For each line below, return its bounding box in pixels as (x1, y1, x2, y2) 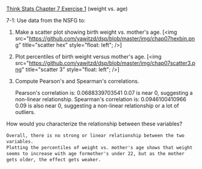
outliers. (14, 109, 36, 115)
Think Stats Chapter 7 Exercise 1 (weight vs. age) (6, 5, 128, 12)
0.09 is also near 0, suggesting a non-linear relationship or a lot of (14, 102, 179, 109)
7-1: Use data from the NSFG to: (6, 17, 86, 24)
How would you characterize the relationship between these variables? (6, 120, 183, 127)
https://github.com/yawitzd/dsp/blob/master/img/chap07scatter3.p (29, 60, 196, 66)
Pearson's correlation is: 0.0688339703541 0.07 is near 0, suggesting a (14, 89, 193, 96)
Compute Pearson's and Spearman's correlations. (14, 78, 140, 84)
